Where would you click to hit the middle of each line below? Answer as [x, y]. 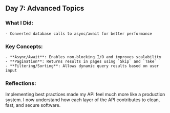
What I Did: [19, 23]
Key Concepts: [24, 47]
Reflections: [21, 83]
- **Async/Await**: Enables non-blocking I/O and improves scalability [83, 57]
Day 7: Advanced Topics [45, 8]
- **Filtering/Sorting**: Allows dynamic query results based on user [82, 66]
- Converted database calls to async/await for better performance [79, 33]
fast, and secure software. [33, 105]
